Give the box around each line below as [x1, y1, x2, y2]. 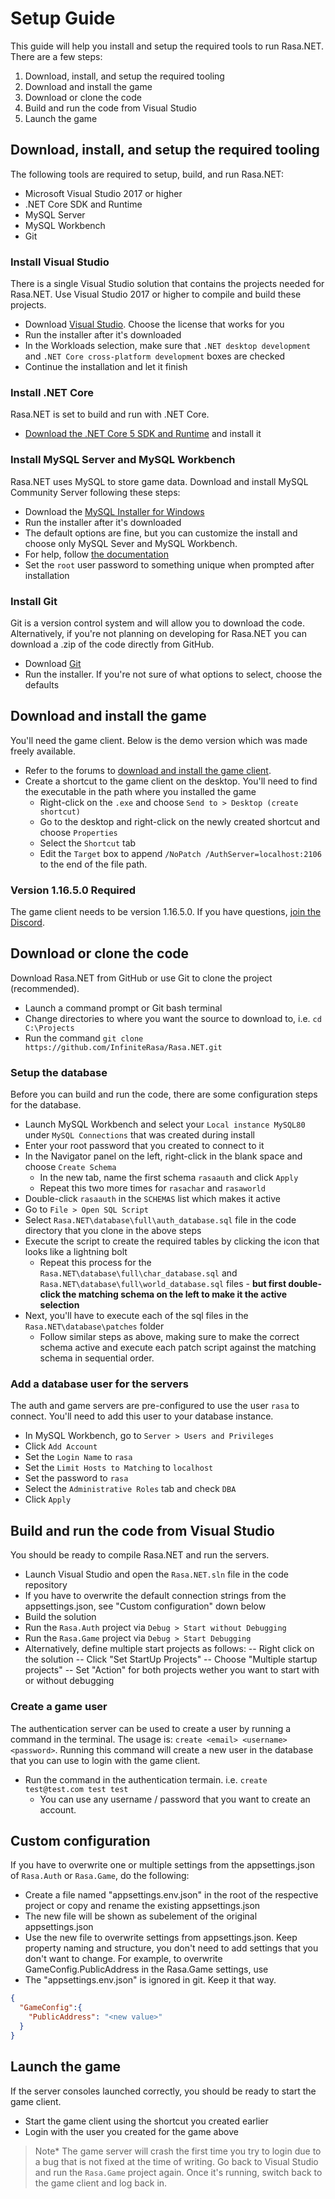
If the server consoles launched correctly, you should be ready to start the [10, 2085, 317, 2097]
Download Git [24, 657, 82, 669]
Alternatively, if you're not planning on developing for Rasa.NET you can [10, 627, 307, 639]
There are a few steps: [10, 50, 103, 62]
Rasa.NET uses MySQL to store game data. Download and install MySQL [10, 475, 309, 487]
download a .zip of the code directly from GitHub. [10, 638, 215, 650]
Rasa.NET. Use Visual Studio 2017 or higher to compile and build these [10, 288, 302, 301]
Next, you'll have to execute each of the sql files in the [24, 1310, 249, 1322]
